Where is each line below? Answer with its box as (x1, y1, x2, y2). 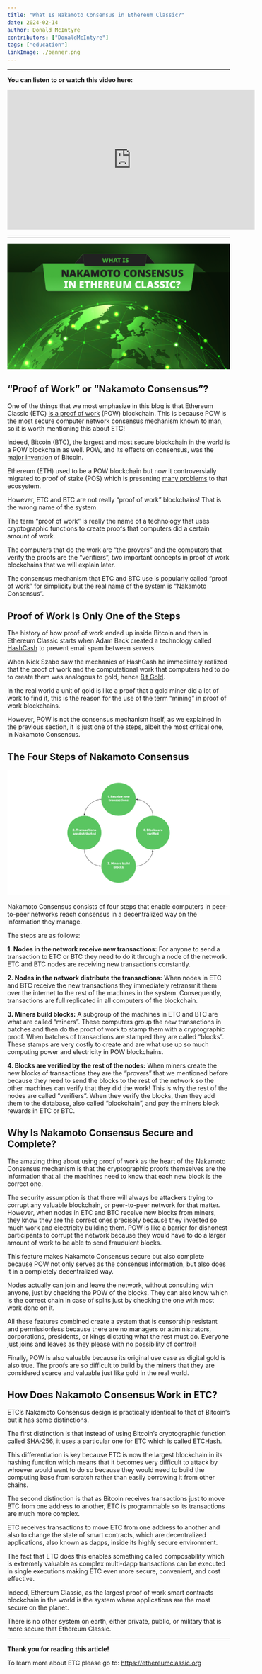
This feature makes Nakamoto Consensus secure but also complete (7, 1252, 205, 1260)
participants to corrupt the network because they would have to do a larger (7, 1231, 226, 1239)
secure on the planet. (7, 1603, 69, 1612)
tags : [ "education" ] (7, 41, 69, 49)
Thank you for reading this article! (7, 1644, 109, 1653)
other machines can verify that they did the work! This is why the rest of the (7, 1084, 228, 1092)
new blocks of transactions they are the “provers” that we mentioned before (7, 1068, 229, 1077)
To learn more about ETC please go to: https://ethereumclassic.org (7, 1658, 202, 1667)
